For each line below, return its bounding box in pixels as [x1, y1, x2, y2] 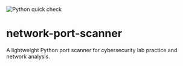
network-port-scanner [6, 27, 123, 40]
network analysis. [6, 53, 50, 60]
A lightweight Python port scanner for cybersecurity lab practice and [6, 46, 178, 53]
